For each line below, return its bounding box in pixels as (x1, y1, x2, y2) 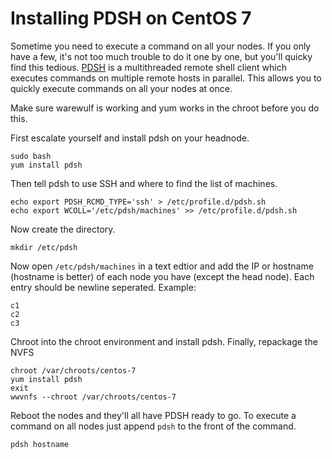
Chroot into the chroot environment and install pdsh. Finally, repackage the (10, 335, 318, 347)
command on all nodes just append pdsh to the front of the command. (10, 420, 297, 432)
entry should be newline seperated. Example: (10, 281, 197, 293)
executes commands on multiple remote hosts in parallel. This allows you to (10, 72, 322, 84)
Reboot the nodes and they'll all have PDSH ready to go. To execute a (10, 409, 297, 421)
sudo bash (10, 151, 52, 161)
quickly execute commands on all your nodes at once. (10, 82, 233, 94)
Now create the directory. (10, 223, 116, 235)
